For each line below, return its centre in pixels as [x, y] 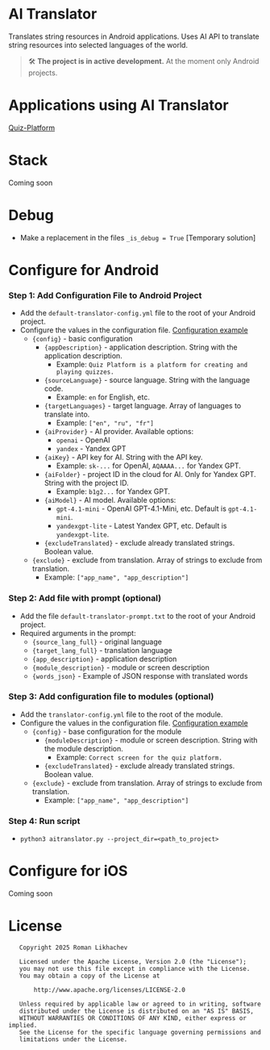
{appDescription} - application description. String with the [141, 347]
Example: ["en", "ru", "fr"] [105, 423]
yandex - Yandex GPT [91, 449]
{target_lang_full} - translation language [102, 650]
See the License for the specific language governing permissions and [140, 1032]
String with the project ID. [86, 483]
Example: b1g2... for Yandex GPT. [113, 492]
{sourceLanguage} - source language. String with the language [147, 380]
